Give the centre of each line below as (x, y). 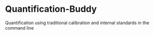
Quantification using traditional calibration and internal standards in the (77, 23)
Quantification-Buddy (51, 9)
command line (19, 28)
